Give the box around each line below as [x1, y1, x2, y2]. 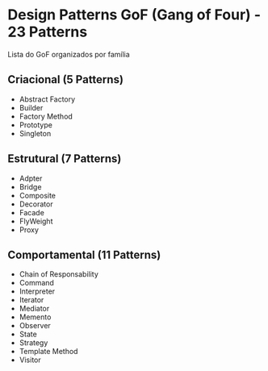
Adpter [19, 173, 43, 183]
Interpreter [19, 286, 56, 296]
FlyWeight [19, 216, 53, 226]
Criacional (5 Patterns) [7, 73, 124, 86]
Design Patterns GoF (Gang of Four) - [7, 6, 262, 24]
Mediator [19, 304, 50, 314]
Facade [19, 207, 45, 217]
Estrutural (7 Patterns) [7, 152, 122, 166]
